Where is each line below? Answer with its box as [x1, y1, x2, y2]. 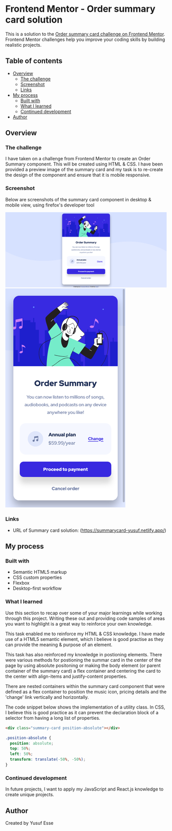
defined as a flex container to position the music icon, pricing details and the [5, 689, 167, 695]
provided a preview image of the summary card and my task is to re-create [5, 167, 163, 173]
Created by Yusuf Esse [5, 820, 54, 826]
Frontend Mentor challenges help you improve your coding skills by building [5, 36, 165, 43]
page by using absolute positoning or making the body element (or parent [5, 662, 161, 669]
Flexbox [12, 580, 30, 586]
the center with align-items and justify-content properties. [5, 673, 127, 679]
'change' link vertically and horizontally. [5, 694, 89, 700]
